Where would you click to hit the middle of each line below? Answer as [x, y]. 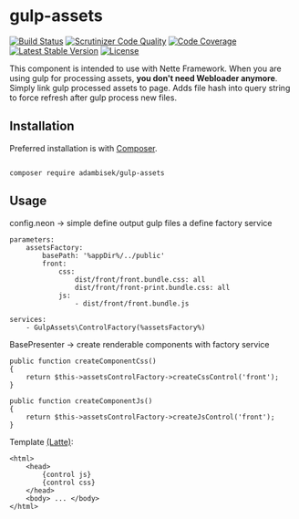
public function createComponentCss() [83, 361]
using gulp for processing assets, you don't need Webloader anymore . [144, 78]
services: [28, 319]
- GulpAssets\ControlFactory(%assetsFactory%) [116, 327]
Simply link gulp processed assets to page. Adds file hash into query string [150, 88]
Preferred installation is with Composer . [83, 148]
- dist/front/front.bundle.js [132, 303]
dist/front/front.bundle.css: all [140, 279]
